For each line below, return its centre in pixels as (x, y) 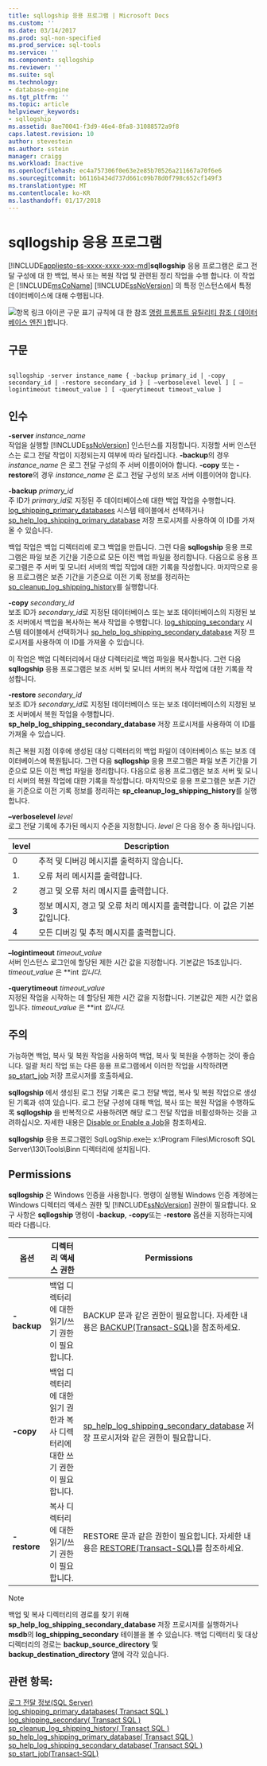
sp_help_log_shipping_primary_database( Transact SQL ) (101, 1737)
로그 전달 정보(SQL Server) (51, 1702)
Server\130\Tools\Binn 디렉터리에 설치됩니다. (79, 1149)
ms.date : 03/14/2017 (43, 30)
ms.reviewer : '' (35, 68)
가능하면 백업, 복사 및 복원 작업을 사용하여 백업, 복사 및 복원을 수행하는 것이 (124, 1056)
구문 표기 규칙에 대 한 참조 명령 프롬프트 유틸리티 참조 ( (151, 313)
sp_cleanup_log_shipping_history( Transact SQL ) (89, 1728)
